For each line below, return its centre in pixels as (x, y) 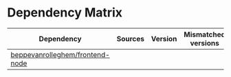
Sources (130, 38)
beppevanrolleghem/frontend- (60, 54)
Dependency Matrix (65, 13)
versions (205, 43)
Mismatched (205, 34)
